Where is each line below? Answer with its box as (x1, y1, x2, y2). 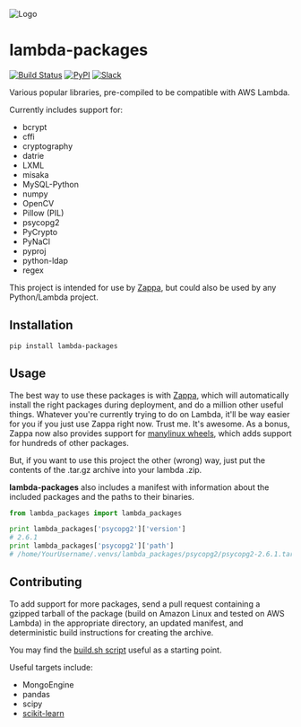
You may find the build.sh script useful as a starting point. (9, 644, 222, 655)
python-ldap (21, 255, 69, 266)
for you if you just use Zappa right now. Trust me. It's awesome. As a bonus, (9, 418, 290, 429)
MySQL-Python (21, 179, 79, 189)
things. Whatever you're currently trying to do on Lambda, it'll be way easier (9, 408, 290, 419)
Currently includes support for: (9, 104, 124, 115)
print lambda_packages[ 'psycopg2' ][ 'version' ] (9, 525, 186, 534)
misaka (21, 169, 49, 180)
